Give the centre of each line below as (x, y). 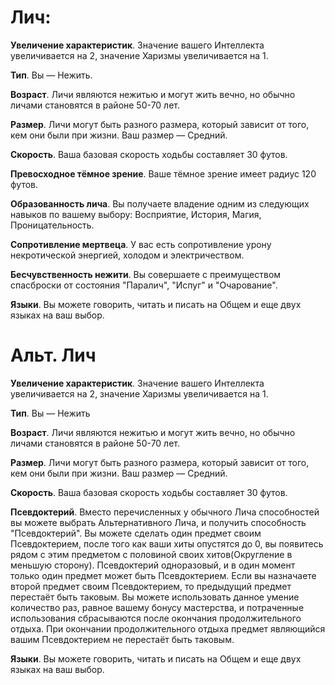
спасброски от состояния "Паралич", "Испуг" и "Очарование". (144, 285)
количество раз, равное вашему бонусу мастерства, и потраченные (157, 607)
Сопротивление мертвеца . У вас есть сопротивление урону (141, 244)
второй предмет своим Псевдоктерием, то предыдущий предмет (151, 586)
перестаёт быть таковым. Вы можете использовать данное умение (155, 597)
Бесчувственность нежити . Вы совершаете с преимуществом (146, 274)
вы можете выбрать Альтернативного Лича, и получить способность (158, 522)
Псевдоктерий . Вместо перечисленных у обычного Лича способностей (165, 512)
